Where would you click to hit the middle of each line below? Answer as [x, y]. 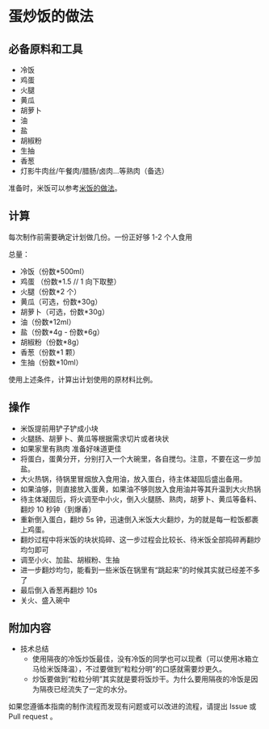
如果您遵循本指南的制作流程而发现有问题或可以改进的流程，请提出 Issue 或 [132, 706]
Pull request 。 [33, 717]
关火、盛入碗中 [45, 600]
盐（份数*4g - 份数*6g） [62, 331]
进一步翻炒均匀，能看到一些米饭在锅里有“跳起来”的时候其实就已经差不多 [140, 570]
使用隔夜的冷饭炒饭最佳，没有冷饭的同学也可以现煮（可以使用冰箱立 [145, 659]
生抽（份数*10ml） [51, 362]
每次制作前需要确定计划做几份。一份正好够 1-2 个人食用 [101, 237]
